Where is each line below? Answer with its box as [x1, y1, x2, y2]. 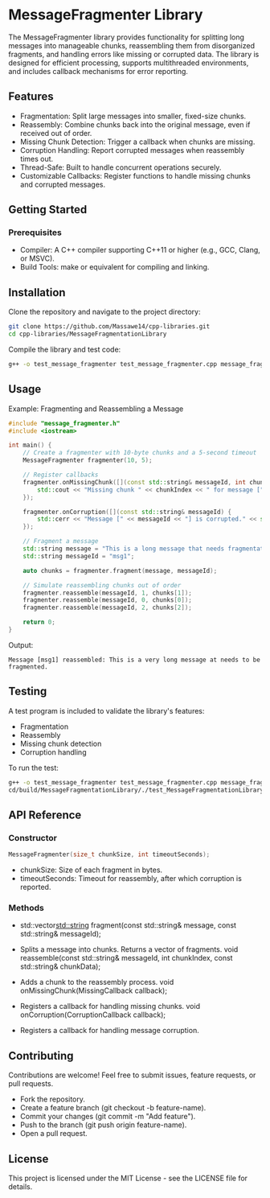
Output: [8, 640, 34, 649]
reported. [19, 883, 51, 892]
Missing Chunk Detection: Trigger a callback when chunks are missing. [19, 137, 256, 146]
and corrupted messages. [19, 179, 106, 189]
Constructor [8, 832, 58, 843]
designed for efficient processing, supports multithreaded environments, [8, 58, 249, 68]
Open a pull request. [19, 1129, 88, 1138]
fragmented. [8, 662, 48, 671]
